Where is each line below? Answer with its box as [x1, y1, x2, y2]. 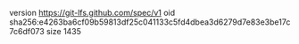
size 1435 [46, 26, 82, 36]
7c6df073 [9, 26, 45, 36]
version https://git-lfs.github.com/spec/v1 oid [9, 8, 176, 18]
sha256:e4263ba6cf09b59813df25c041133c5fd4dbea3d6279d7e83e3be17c [9, 17, 291, 27]
